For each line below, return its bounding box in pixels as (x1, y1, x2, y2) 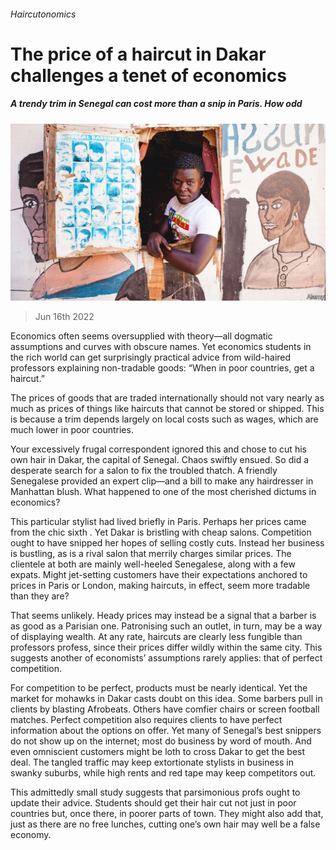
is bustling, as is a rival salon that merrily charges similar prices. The (10, 548, 292, 560)
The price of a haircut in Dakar (10, 43, 267, 65)
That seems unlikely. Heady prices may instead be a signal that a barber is (10, 610, 317, 622)
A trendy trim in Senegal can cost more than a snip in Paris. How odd (10, 98, 303, 110)
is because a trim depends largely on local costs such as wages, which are (10, 413, 319, 425)
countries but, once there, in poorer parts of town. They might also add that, (10, 808, 324, 820)
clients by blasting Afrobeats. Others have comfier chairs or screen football (10, 703, 320, 715)
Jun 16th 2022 (34, 311, 95, 323)
